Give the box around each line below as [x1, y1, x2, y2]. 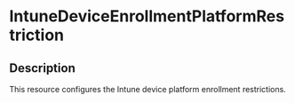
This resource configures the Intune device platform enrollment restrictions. [9, 84, 286, 94]
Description [9, 60, 76, 75]
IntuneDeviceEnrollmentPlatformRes [9, 6, 285, 27]
